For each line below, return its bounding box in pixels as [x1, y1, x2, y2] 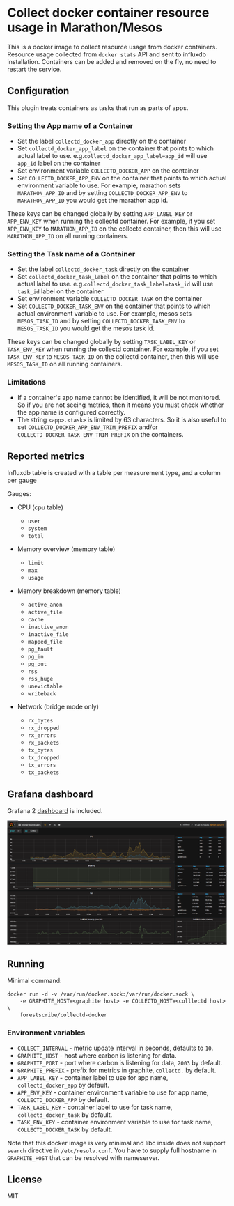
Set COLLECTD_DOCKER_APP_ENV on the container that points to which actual [17, 174, 227, 183]
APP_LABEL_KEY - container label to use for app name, [17, 1073, 169, 1081]
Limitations [7, 378, 47, 387]
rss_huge [27, 676, 54, 683]
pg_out [27, 660, 47, 668]
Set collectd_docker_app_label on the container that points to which [17, 144, 214, 153]
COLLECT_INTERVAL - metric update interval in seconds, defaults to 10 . [17, 1044, 214, 1052]
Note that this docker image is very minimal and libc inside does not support [7, 1138, 226, 1147]
